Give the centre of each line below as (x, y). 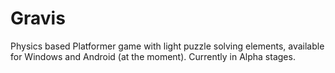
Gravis (38, 18)
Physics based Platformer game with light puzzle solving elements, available (167, 46)
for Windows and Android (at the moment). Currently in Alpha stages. (153, 56)
